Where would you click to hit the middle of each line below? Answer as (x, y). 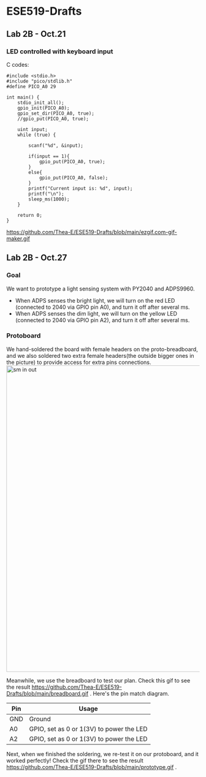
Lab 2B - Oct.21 (36, 34)
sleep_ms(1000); (49, 199)
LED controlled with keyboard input (60, 51)
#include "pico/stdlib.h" (39, 81)
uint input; (32, 129)
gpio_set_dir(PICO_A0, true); (56, 113)
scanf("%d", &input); (56, 145)
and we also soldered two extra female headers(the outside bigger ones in (100, 355)
